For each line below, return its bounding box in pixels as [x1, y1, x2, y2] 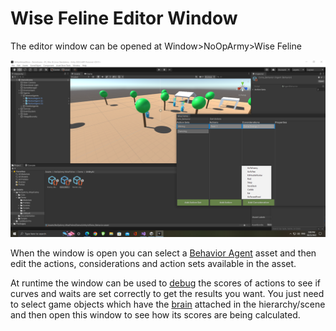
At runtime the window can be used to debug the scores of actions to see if [10, 277, 321, 289]
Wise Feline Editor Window [10, 7, 238, 30]
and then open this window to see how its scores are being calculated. [10, 309, 301, 321]
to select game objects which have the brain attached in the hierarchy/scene [10, 298, 326, 311]
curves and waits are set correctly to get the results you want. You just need [10, 288, 325, 300]
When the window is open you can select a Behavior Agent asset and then [10, 247, 317, 259]
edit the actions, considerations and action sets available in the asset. [10, 258, 297, 270]
